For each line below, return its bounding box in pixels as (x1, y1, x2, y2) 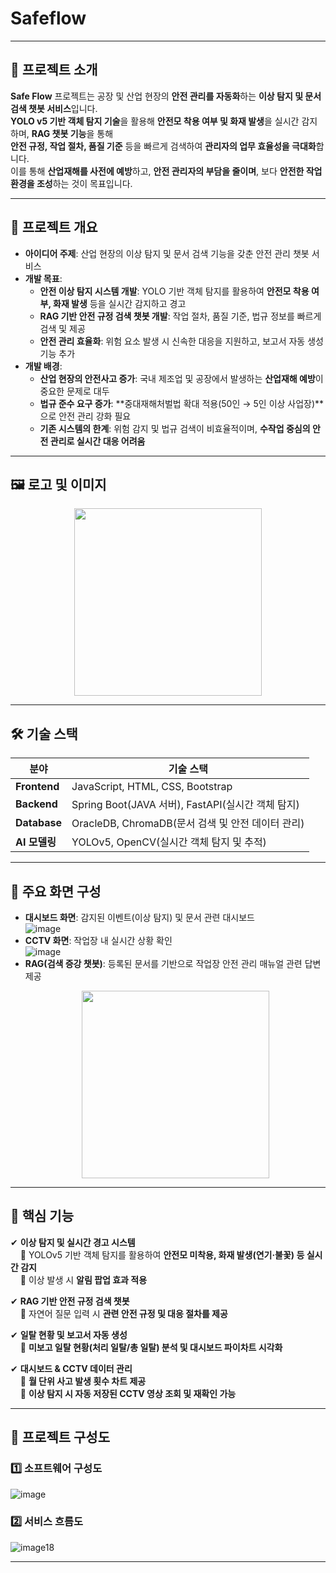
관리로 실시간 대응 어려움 (49, 435, 146, 447)
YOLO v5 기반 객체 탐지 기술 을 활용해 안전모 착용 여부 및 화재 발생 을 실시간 (10, 115, 300, 127)
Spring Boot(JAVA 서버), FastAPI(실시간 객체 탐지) (71, 798, 300, 812)
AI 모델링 (15, 835, 57, 849)
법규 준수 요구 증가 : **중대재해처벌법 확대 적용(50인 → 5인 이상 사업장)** (39, 397, 325, 409)
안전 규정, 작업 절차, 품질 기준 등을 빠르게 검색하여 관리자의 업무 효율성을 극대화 (10, 140, 317, 152)
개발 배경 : (24, 360, 63, 372)
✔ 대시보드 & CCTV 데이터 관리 (10, 1362, 133, 1374)
